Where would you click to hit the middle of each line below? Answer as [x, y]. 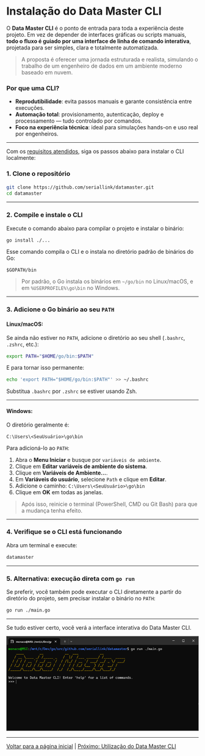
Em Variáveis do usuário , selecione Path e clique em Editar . [91, 479]
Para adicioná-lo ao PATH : [38, 448]
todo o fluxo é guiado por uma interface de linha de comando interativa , [99, 41]
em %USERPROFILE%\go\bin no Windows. [70, 288]
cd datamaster [24, 193]
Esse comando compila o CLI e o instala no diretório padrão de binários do [100, 252]
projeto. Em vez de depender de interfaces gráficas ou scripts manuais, [96, 34]
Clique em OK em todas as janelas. [59, 492]
